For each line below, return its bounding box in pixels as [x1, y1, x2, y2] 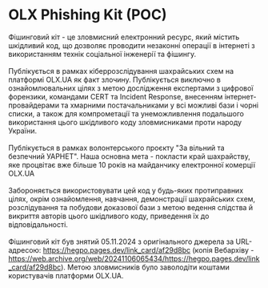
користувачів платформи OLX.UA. [8, 270, 124, 280]
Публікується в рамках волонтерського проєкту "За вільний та [8, 143, 226, 152]
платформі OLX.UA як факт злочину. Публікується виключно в [8, 75, 222, 84]
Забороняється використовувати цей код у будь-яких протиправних [8, 185, 244, 195]
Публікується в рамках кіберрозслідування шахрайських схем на [8, 66, 234, 75]
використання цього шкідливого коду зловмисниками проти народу [8, 117, 242, 127]
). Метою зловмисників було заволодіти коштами [60, 262, 230, 272]
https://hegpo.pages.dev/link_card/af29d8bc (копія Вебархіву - [42, 245, 254, 254]
